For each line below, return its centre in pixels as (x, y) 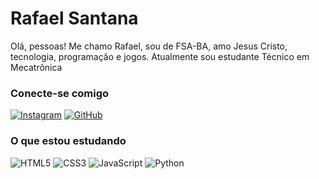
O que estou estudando (68, 141)
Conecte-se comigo (60, 93)
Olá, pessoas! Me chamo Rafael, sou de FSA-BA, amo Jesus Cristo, (149, 46)
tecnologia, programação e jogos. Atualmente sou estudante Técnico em (160, 56)
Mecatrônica (36, 67)
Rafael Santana (74, 18)
